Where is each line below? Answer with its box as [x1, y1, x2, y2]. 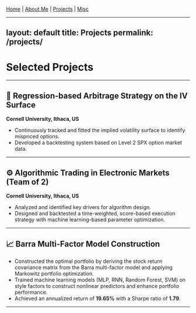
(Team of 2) [6, 177, 49, 187]
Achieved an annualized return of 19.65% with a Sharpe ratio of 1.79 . [14, 295, 181, 302]
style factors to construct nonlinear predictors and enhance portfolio [14, 282, 180, 289]
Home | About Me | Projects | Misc [6, 6, 89, 12]
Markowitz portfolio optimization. [14, 270, 94, 277]
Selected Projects [6, 60, 94, 74]
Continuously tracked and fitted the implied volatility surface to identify [14, 127, 185, 134]
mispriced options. [14, 133, 60, 140]
